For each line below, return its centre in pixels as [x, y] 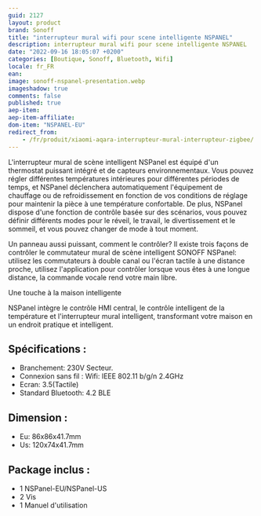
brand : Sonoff [31, 30]
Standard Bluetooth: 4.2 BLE [65, 393]
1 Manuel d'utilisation [53, 505]
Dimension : [38, 417]
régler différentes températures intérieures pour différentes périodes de [124, 178]
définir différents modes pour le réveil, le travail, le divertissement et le [122, 220]
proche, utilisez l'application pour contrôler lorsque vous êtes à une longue [129, 269]
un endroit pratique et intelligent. [61, 324]
